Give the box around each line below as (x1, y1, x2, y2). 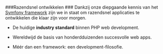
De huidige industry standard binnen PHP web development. (12, 24, 139, 30)
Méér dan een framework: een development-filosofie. (12, 44, 123, 49)
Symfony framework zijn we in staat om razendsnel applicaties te (5, 9, 140, 15)
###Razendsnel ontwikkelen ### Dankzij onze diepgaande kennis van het (5, 4, 158, 10)
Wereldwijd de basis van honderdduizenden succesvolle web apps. (12, 34, 152, 40)
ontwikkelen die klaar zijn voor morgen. (5, 15, 87, 20)
